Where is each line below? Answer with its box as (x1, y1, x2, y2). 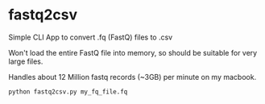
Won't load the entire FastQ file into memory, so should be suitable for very (8, 48, 258, 57)
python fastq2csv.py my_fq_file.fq (8, 87, 128, 96)
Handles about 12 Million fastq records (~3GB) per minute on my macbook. (8, 72, 257, 81)
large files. (8, 56, 43, 66)
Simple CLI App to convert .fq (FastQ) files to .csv (8, 32, 173, 42)
